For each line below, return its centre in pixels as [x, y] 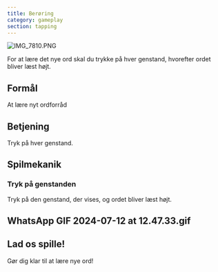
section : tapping [32, 26]
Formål [22, 88]
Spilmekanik [34, 165]
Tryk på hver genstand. [40, 143]
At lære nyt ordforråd [37, 105]
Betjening [28, 126]
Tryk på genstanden [42, 185]
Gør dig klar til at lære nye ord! [50, 261]
